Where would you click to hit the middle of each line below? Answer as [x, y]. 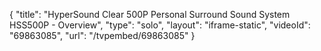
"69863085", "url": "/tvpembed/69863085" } [102, 35]
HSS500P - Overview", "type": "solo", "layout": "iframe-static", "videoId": [160, 25]
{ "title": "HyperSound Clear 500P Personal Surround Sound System [150, 14]
